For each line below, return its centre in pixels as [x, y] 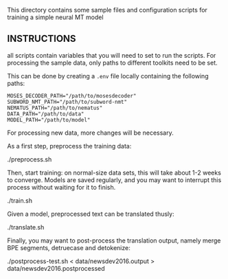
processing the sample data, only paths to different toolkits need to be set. [112, 63]
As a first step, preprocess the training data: [69, 146]
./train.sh [20, 200]
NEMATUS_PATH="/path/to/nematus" [55, 108]
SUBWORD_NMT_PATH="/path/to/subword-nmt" [67, 102]
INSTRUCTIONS [42, 39]
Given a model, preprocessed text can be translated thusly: [91, 214]
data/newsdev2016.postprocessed [56, 268]
